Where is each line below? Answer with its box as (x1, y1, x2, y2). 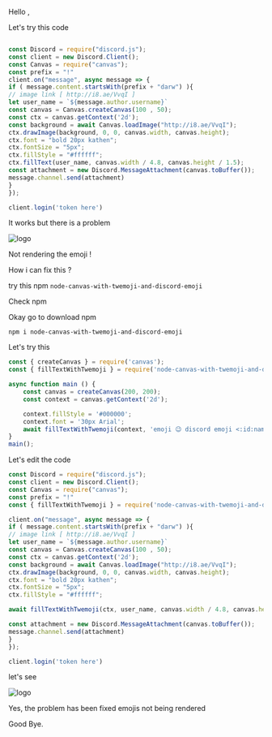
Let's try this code (8, 23, 69, 32)
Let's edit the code (8, 455, 71, 465)
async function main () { (8, 381, 96, 389)
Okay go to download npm (8, 312, 97, 322)
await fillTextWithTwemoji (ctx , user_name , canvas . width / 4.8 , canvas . (8, 606, 259, 614)
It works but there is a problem (8, 218, 111, 228)
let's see (8, 672, 37, 682)
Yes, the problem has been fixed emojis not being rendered (8, 704, 206, 713)
